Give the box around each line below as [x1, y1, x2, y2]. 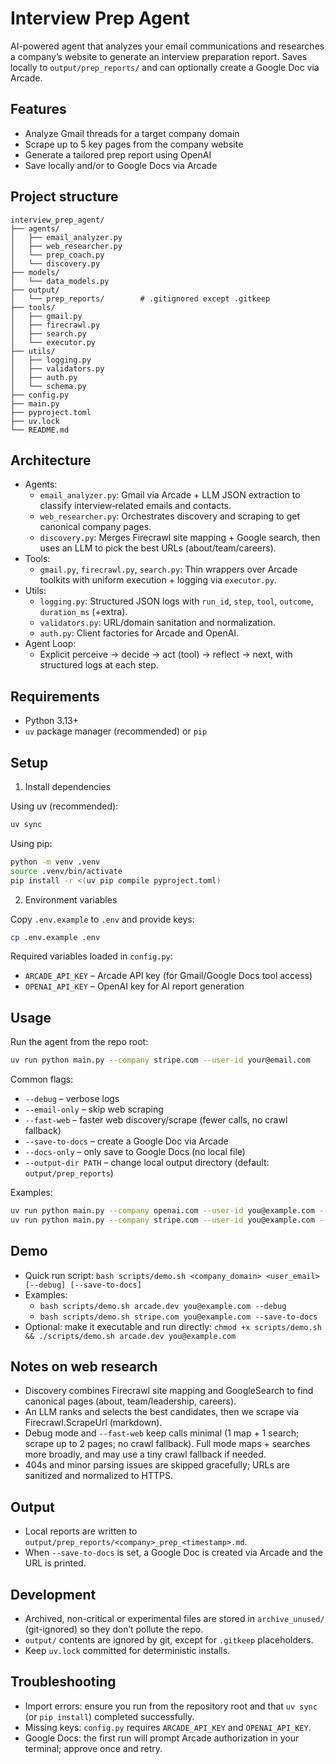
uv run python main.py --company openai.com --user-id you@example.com [10, 1206, 315, 1216]
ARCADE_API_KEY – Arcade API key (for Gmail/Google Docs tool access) [24, 970, 313, 982]
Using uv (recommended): [10, 800, 119, 812]
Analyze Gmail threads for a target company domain [24, 127, 240, 139]
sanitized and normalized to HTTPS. [24, 1470, 173, 1482]
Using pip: [10, 837, 53, 849]
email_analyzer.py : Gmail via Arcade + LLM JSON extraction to [39, 489, 301, 501]
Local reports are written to [24, 1525, 138, 1537]
